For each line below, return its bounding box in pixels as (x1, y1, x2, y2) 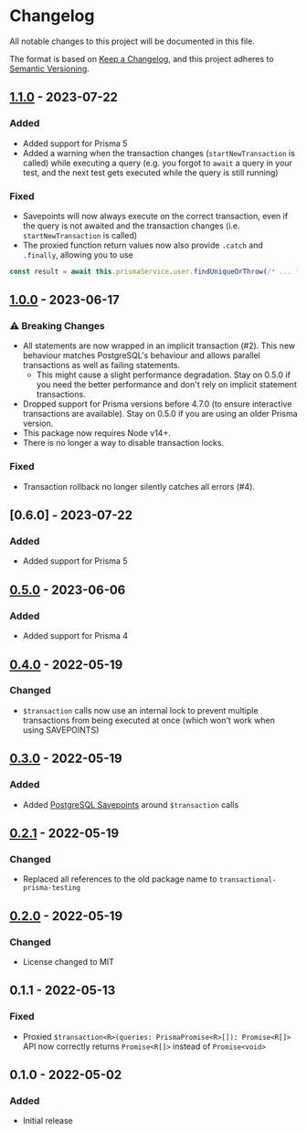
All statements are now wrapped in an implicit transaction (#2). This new (22, 340, 296, 352)
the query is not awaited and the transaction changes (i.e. (22, 220, 240, 231)
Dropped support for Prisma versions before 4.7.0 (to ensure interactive (22, 398, 292, 409)
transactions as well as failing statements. (22, 360, 181, 371)
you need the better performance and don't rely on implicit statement (36, 379, 297, 390)
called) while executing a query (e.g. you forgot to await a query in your (22, 157, 292, 168)
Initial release (22, 1116, 73, 1127)
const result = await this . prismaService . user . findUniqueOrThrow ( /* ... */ (9, 267, 304, 276)
